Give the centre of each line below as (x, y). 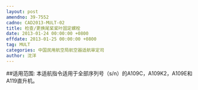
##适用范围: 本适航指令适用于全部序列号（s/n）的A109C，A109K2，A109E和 (99, 73)
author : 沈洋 (21, 56)
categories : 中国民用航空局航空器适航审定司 (55, 50)
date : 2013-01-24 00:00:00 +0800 (47, 34)
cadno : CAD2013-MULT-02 (36, 22)
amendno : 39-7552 (28, 17)
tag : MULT (18, 45)
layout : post (22, 12)
